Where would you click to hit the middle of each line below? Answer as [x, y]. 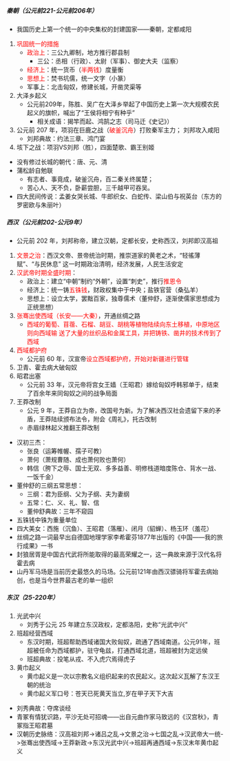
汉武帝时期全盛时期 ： [46, 272]
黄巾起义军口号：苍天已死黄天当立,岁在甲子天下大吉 [100, 693]
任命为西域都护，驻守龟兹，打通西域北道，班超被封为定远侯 [123, 650]
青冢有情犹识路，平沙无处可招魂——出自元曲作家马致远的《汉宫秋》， [114, 716]
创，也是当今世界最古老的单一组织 [65, 580]
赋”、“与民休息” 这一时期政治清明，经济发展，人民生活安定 [100, 264]
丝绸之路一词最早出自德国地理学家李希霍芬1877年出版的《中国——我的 [117, 537]
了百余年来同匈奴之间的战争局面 [72, 393]
